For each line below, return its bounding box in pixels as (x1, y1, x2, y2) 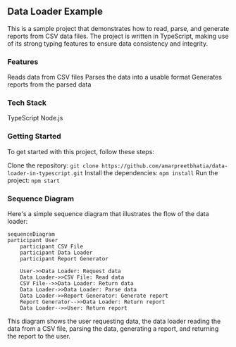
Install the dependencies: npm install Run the (84, 168, 218, 177)
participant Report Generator (20, 255, 109, 263)
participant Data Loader (20, 249, 93, 256)
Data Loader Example (7, 6, 104, 18)
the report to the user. (7, 332, 71, 340)
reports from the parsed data (7, 80, 92, 89)
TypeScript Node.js (7, 114, 63, 122)
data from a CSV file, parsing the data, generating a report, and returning (7, 324, 219, 333)
